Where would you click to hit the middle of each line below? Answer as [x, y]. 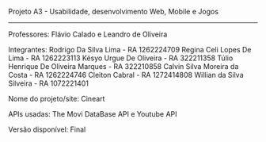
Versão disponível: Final [47, 129]
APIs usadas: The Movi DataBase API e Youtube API [93, 114]
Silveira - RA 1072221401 [49, 83]
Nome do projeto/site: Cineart [57, 99]
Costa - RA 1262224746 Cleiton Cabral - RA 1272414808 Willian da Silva [126, 75]
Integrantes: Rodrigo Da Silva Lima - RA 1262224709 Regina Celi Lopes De [130, 50]
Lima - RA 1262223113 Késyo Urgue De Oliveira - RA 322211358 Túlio [121, 58]
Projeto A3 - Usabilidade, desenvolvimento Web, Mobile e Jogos [114, 12]
